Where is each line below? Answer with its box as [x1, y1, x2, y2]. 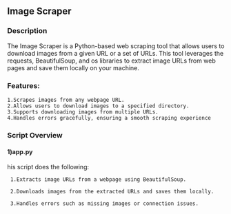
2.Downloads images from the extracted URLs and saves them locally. [10, 189, 214, 195]
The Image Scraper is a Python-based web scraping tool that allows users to [7, 41, 225, 50]
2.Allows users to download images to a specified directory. [7, 103, 190, 109]
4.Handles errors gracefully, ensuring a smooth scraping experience [7, 114, 212, 121]
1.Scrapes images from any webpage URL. [7, 96, 125, 103]
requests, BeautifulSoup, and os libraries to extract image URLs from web [7, 56, 216, 65]
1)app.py [7, 147, 33, 156]
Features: [7, 81, 40, 90]
